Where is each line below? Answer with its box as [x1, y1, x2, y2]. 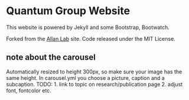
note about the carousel [6, 52, 96, 63]
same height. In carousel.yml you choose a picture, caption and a [6, 74, 165, 81]
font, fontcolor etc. [6, 87, 51, 94]
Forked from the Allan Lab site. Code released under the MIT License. [6, 35, 175, 42]
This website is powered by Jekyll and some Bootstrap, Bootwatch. [6, 24, 170, 31]
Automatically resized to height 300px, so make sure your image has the [6, 68, 183, 75]
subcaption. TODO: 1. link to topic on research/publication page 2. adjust [6, 80, 183, 88]
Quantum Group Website [6, 4, 131, 18]
